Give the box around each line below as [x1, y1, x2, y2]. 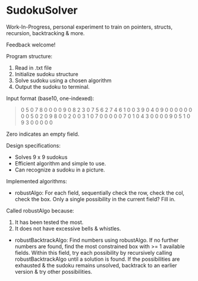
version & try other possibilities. [14, 268, 93, 275]
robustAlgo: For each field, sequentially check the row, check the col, [14, 189, 185, 196]
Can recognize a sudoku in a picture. [14, 166, 105, 173]
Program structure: [6, 52, 52, 60]
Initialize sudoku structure [14, 70, 78, 77]
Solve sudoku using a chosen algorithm [14, 77, 112, 84]
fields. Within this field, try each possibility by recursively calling [14, 249, 172, 256]
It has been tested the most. [14, 218, 84, 226]
